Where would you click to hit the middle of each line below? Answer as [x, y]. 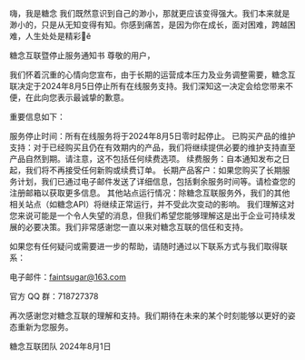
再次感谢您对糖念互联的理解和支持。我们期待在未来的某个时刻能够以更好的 [148, 315]
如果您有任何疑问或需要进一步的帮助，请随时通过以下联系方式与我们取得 [144, 246]
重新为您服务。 [45, 327]
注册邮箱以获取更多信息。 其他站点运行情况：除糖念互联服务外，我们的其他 [150, 193]
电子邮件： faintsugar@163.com [68, 277]
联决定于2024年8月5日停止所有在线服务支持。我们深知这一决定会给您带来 [148, 86]
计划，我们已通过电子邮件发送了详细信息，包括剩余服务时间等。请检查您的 [156, 181]
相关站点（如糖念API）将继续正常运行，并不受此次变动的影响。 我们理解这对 [152, 204]
